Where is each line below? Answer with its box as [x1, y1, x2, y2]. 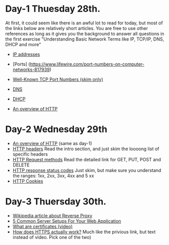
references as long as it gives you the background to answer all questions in [5, 30, 164, 37]
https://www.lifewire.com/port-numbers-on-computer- [29, 61, 145, 67]
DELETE [12, 162, 30, 168]
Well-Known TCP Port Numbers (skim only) [12, 76, 104, 82]
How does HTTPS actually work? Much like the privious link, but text [12, 229, 156, 235]
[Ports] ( [12, 61, 30, 67]
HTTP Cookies [12, 178, 43, 184]
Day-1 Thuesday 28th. [5, 3, 100, 15]
